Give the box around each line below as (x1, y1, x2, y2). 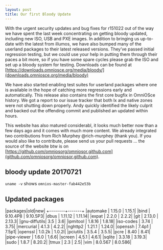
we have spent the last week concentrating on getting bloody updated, (5, 30, 148, 36)
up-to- (140, 35, 154, 42)
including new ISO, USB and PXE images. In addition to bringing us (5, 35, 140, 42)
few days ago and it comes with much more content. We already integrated (5, 127, 157, 133)
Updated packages (5, 195, 65, 203)
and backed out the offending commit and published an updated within (5, 107, 148, 113)
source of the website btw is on (5, 143, 69, 149)
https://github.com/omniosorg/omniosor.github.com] (6, 148, 113, 154)
